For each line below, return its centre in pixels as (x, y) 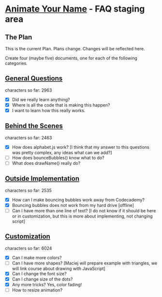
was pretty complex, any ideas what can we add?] (62, 152)
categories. (16, 63)
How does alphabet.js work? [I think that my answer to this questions (81, 147)
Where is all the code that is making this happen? (61, 105)
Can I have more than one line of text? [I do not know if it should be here (84, 211)
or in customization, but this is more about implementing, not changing (82, 216)
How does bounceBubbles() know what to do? (58, 157)
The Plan (19, 37)
